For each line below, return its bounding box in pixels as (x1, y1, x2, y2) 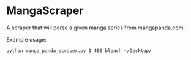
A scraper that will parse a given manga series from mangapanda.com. (6, 24, 185, 31)
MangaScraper (6, 4, 84, 18)
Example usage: (6, 36, 47, 43)
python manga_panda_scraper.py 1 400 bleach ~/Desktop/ (6, 47, 152, 54)
